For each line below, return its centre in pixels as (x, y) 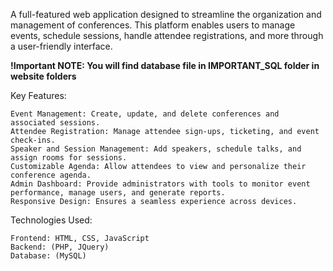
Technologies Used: (51, 220)
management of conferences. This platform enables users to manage (153, 25)
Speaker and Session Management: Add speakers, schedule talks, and (156, 149)
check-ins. (33, 140)
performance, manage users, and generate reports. (118, 193)
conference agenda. (51, 175)
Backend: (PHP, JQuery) (60, 247)
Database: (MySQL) (48, 256)
